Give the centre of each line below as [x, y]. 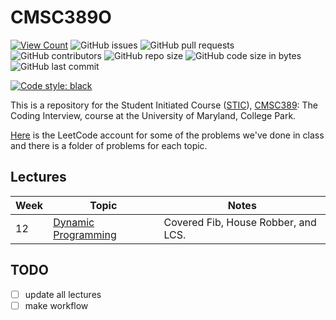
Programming [85, 234]
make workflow [56, 305]
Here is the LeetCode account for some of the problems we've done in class [167, 135]
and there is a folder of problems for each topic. [109, 145]
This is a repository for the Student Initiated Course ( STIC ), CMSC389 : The [164, 105]
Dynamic [74, 222]
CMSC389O [61, 17]
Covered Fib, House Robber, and [240, 222]
